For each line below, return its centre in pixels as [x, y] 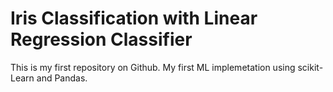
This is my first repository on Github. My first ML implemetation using [153, 67]
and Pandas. [62, 78]
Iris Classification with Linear [134, 18]
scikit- [310, 67]
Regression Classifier [101, 39]
